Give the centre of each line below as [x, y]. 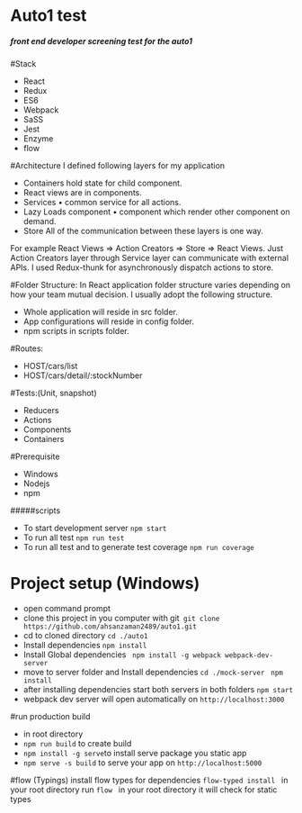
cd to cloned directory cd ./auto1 [85, 636]
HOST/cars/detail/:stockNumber [83, 375]
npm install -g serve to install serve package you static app [135, 754]
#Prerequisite [35, 456]
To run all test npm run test [74, 537]
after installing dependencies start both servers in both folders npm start [158, 690]
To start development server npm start [95, 528]
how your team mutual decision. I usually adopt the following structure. [142, 294]
